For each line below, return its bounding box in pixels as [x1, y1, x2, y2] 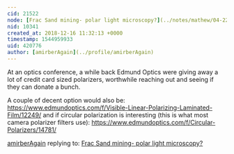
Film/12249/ [7, 110, 42, 119]
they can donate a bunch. [7, 83, 81, 91]
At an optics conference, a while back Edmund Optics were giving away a [7, 67, 219, 76]
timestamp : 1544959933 [7, 36, 73, 43]
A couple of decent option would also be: [7, 96, 125, 104]
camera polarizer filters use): [7, 118, 91, 126]
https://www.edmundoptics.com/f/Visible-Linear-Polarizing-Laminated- [7, 103, 213, 112]
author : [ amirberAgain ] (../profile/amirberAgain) [7, 49, 155, 56]
